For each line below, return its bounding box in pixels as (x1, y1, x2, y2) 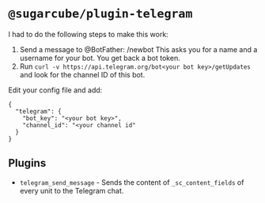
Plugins (8, 156, 47, 170)
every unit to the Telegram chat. (19, 186, 124, 195)
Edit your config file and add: (8, 85, 103, 95)
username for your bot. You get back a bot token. (19, 53, 180, 62)
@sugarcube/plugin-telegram (8, 6, 193, 21)
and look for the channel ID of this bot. (19, 70, 146, 79)
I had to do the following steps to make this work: (8, 29, 168, 39)
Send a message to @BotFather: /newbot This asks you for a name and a (19, 44, 258, 54)
